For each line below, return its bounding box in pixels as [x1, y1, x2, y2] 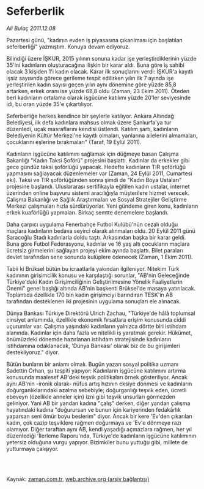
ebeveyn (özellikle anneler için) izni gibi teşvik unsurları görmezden [6, 393, 176, 400]
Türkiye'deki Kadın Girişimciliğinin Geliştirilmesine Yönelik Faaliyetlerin [6, 278, 183, 286]
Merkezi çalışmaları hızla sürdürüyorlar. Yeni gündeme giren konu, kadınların [6, 202, 199, 210]
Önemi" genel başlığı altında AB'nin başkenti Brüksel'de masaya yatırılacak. [6, 284, 196, 292]
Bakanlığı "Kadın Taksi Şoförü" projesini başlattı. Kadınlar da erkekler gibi [6, 156, 190, 164]
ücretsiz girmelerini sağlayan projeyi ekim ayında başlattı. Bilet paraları [6, 246, 183, 254]
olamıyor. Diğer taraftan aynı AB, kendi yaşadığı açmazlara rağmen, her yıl [6, 425, 192, 433]
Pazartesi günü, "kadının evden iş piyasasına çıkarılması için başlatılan [6, 36, 183, 44]
